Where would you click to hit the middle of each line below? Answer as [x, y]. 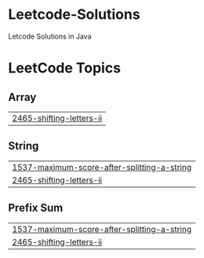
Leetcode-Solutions [74, 15]
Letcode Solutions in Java [50, 36]
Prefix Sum [36, 208]
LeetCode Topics [65, 68]
